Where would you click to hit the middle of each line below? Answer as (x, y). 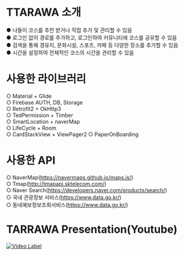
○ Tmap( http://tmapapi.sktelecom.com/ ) (56, 184)
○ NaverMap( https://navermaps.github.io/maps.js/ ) (70, 177)
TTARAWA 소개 (44, 12)
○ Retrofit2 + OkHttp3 (34, 109)
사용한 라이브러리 (46, 79)
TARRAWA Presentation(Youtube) (92, 229)
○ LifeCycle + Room (31, 128)
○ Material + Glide (29, 96)
